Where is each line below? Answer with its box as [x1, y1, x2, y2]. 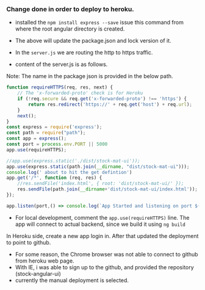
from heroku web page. [15, 257, 74, 264]
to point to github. [6, 239, 51, 246]
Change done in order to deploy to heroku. [6, 5, 134, 13]
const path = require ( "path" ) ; [6, 130, 86, 136]
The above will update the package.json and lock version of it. [15, 37, 172, 45]
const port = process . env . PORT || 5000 [6, 141, 108, 148]
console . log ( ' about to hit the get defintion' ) [6, 169, 132, 175]
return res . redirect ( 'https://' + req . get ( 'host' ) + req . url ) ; [28, 101, 192, 107]
